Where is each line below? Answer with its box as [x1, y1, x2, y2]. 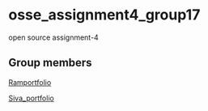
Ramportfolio [8, 77, 52, 87]
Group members [8, 56, 92, 70]
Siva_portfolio [8, 93, 54, 103]
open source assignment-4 [8, 32, 99, 42]
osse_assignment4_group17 [8, 6, 201, 24]
